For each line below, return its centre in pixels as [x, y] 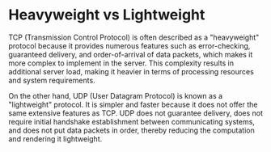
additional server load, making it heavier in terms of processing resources [131, 71]
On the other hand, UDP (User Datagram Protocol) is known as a [116, 95]
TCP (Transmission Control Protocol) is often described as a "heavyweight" [134, 37]
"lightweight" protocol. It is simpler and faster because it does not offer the [133, 104]
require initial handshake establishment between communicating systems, [131, 121]
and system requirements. [52, 80]
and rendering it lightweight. [55, 138]
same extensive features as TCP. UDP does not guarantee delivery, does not [136, 113]
